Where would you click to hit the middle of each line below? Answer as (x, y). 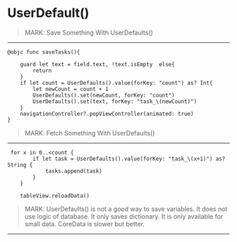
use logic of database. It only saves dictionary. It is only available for (124, 216)
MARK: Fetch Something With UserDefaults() (90, 133)
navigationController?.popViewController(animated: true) (107, 114)
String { (20, 165)
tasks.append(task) (73, 171)
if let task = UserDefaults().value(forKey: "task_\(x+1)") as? (129, 159)
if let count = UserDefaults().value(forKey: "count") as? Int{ (116, 83)
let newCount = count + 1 (71, 89)
